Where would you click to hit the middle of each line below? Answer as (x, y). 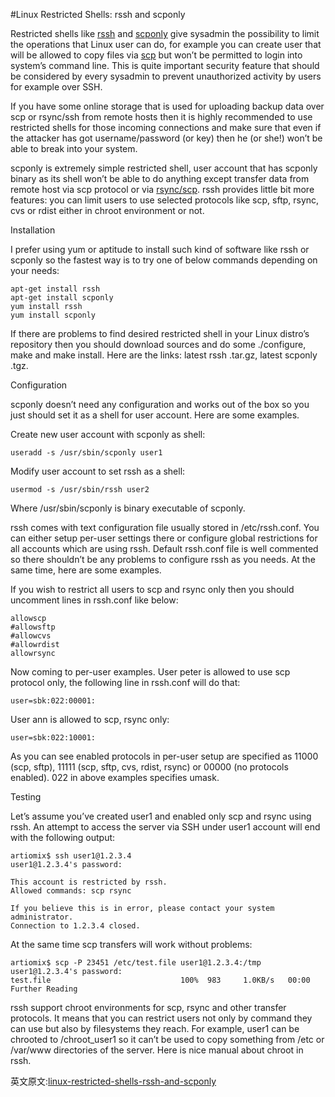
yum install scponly (53, 315)
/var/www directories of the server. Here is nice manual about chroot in (157, 1050)
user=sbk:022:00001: (53, 701)
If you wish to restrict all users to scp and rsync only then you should (152, 589)
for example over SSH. (56, 87)
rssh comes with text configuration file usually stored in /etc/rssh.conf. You (165, 527)
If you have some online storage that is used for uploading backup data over (167, 106)
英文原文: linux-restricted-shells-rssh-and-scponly (113, 1081)
